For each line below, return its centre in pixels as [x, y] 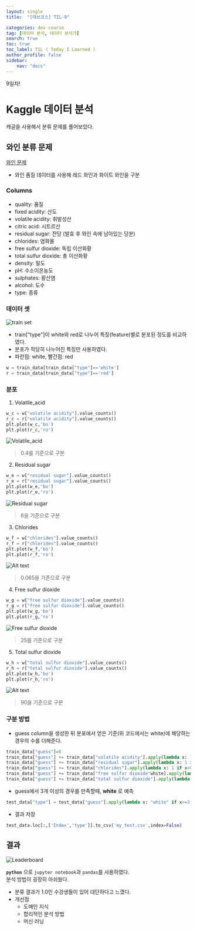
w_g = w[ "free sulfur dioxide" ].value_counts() [65, 600]
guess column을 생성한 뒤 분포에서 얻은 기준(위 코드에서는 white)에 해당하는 [102, 733]
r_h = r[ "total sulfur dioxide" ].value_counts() [67, 668]
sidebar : [17, 60]
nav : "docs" [31, 66]
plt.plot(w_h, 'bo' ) [30, 674]
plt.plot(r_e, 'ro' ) [30, 492]
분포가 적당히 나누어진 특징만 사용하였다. [61, 349]
